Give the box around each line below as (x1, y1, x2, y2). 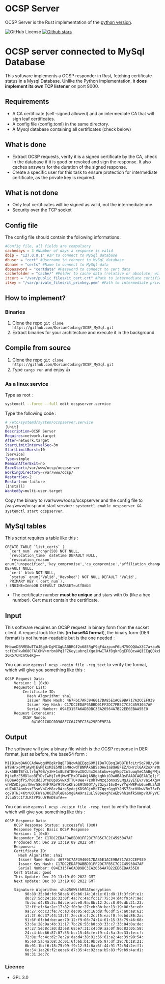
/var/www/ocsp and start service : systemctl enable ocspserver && (5, 502, 141, 508)
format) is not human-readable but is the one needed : (5, 635, 115, 641)
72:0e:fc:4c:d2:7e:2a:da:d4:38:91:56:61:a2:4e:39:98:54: (25, 935, 144, 940)
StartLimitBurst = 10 (5, 447, 45, 452)
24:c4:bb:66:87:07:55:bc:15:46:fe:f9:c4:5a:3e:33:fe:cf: (25, 930, 144, 935)
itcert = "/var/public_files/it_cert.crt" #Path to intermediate (5, 276, 141, 281)
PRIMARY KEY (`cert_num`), (9, 579, 65, 584)
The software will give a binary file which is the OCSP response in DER (5, 746, 148, 752)
